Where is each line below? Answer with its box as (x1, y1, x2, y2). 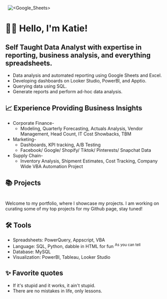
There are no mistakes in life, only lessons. (12, 288, 103, 294)
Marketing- (12, 136, 37, 142)
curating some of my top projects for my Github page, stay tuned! (5, 205, 143, 211)
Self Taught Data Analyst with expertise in (5, 43, 142, 51)
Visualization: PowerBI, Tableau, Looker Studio (12, 254, 110, 260)
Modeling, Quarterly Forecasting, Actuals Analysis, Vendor (20, 125, 144, 131)
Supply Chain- (12, 152, 43, 158)
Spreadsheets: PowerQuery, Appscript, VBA (12, 237, 105, 243)
